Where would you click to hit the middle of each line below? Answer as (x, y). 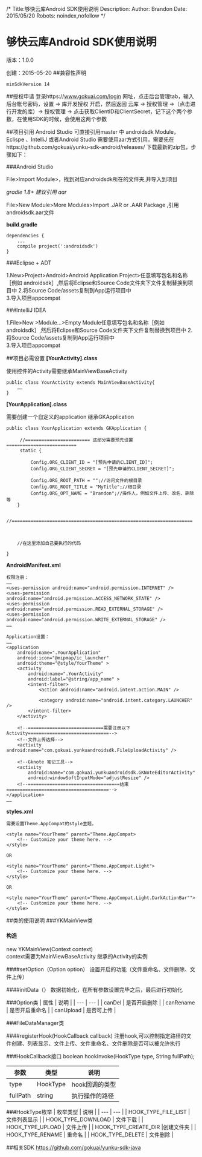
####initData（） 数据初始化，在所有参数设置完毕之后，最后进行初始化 (94, 990)
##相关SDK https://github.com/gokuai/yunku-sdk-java (74, 1148)
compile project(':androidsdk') (58, 246)
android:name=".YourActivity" (66, 674)
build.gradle (22, 224)
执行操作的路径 (93, 1096)
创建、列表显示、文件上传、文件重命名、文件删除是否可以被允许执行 (96, 1044)
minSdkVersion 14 (28, 84)
